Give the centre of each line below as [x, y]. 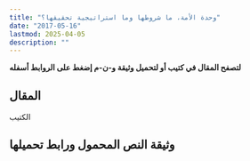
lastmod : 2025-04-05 [48, 34]
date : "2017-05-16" [45, 26]
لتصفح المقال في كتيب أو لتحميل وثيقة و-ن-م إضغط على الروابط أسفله [125, 68]
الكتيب [20, 117]
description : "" [39, 42]
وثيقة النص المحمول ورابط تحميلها [92, 145]
